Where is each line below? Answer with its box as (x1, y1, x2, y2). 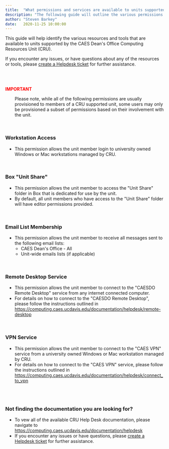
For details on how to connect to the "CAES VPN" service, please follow (15, 361, 163, 367)
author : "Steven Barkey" (5, 17, 57, 22)
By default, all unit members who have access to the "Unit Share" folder (15, 195, 163, 202)
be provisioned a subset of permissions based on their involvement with (15, 106, 164, 113)
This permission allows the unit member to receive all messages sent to (15, 235, 163, 241)
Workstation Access (5, 134, 56, 141)
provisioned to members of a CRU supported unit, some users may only (15, 101, 163, 107)
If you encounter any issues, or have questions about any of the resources (5, 56, 159, 62)
